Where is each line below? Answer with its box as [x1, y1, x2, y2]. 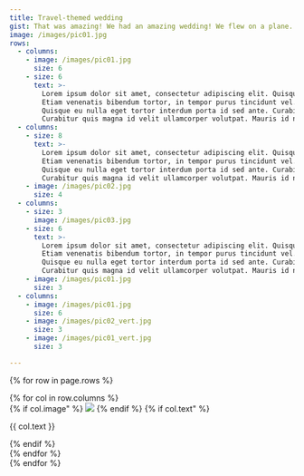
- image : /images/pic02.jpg [25, 182, 131, 191]
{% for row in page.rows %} [9, 374, 114, 385]
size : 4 [33, 190, 63, 199]
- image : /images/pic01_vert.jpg [25, 334, 152, 343]
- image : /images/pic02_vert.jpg [25, 316, 152, 326]
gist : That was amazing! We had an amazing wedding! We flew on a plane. [9, 22, 294, 31]
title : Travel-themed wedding [9, 13, 124, 23]
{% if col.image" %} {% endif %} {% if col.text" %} [9, 403, 210, 413]
